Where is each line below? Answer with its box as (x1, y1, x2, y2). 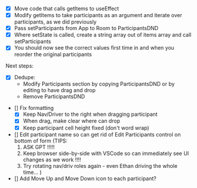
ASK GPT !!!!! (23, 143, 55, 150)
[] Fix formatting (14, 105, 54, 112)
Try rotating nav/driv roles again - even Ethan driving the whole (23, 162, 177, 169)
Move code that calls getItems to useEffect (14, 5, 119, 12)
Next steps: (5, 62, 34, 70)
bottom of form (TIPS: (14, 137, 68, 144)
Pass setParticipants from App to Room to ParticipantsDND (14, 25, 158, 32)
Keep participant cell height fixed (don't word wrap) (23, 124, 150, 131)
